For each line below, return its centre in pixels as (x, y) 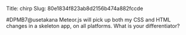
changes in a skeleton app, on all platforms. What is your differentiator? (93, 26)
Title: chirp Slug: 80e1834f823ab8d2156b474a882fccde (75, 8)
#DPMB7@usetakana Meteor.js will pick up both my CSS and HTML (89, 20)
